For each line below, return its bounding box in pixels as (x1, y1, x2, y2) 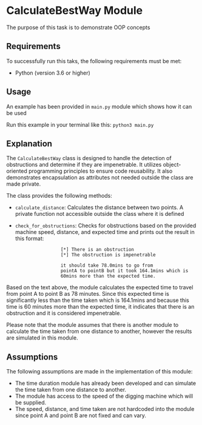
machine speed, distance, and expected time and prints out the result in (15, 229, 195, 236)
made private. (6, 180, 41, 188)
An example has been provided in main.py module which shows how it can (6, 102, 192, 110)
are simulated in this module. (6, 334, 78, 341)
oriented (6, 167, 27, 175)
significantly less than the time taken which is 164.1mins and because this (6, 296, 190, 304)
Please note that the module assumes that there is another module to (6, 321, 179, 329)
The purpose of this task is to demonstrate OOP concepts (6, 24, 150, 31)
